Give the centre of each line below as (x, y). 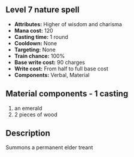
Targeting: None (35, 50)
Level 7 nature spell (43, 10)
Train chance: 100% (39, 56)
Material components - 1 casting (67, 94)
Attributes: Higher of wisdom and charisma (68, 24)
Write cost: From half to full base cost (61, 69)
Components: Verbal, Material (52, 75)
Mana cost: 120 (33, 30)
